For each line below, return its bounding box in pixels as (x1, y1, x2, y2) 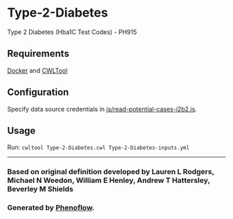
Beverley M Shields (7, 184, 74, 194)
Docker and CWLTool (7, 66, 68, 74)
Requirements (7, 48, 69, 60)
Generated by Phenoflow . (7, 203, 95, 213)
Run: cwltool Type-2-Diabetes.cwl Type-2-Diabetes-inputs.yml (7, 143, 190, 152)
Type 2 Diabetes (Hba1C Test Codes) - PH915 (7, 28, 137, 36)
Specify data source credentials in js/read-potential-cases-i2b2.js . (7, 105, 198, 113)
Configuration (7, 87, 69, 98)
